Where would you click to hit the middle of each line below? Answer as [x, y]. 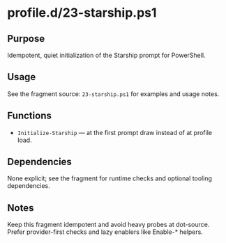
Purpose [26, 39]
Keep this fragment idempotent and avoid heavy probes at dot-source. [108, 225]
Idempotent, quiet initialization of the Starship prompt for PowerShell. [106, 55]
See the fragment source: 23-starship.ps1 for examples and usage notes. [113, 94]
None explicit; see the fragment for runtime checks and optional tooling [110, 178]
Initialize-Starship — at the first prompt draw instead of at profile [115, 132]
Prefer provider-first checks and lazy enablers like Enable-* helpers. [105, 232]
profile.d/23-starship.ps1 [82, 13]
